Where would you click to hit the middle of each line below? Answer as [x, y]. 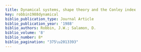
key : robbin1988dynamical [32, 14]
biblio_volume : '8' [25, 33]
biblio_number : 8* [24, 38]
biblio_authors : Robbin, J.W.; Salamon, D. [51, 28]
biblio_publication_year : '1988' [40, 24]
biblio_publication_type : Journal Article [49, 19]
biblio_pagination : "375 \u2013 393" [42, 42]
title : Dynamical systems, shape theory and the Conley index [70, 10]
